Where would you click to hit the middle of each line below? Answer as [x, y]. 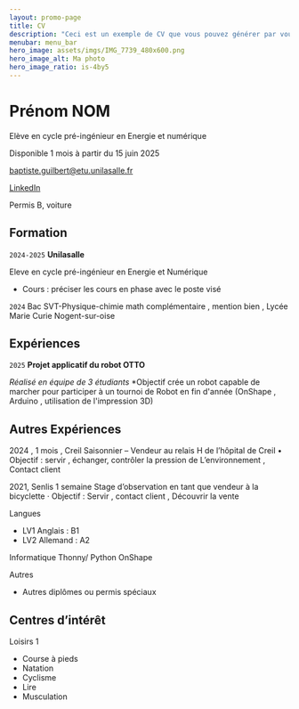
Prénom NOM [60, 111]
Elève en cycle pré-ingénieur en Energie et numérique [108, 135]
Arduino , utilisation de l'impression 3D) [81, 401]
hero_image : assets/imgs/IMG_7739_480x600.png [97, 51]
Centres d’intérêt [57, 620]
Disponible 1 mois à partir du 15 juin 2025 [85, 153]
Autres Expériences [65, 429]
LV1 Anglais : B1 [51, 531]
